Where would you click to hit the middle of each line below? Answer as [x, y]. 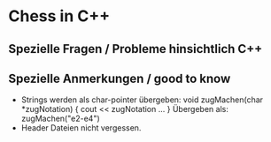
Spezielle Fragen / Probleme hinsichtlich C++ [135, 49]
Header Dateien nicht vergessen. [81, 128]
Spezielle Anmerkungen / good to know [120, 78]
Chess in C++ [59, 16]
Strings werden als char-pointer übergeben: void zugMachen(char [142, 100]
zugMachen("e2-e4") [61, 119]
